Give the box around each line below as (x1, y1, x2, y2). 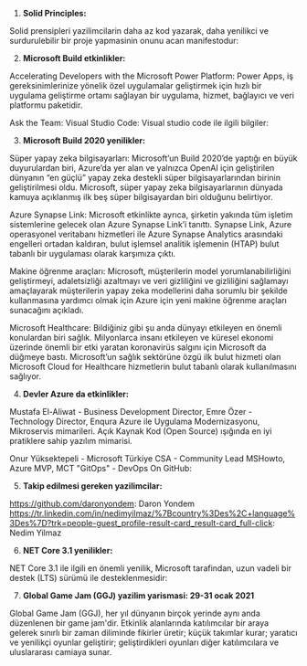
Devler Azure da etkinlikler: (22, 388, 130, 399)
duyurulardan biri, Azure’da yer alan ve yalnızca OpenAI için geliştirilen (9, 163, 275, 173)
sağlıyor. (9, 371, 42, 382)
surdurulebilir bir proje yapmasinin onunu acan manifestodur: (9, 36, 239, 46)
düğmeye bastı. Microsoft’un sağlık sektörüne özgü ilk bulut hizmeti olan (9, 352, 281, 362)
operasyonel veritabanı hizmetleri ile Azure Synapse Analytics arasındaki (9, 228, 283, 239)
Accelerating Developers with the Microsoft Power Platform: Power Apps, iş (9, 70, 294, 81)
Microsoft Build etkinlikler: (22, 53, 126, 63)
